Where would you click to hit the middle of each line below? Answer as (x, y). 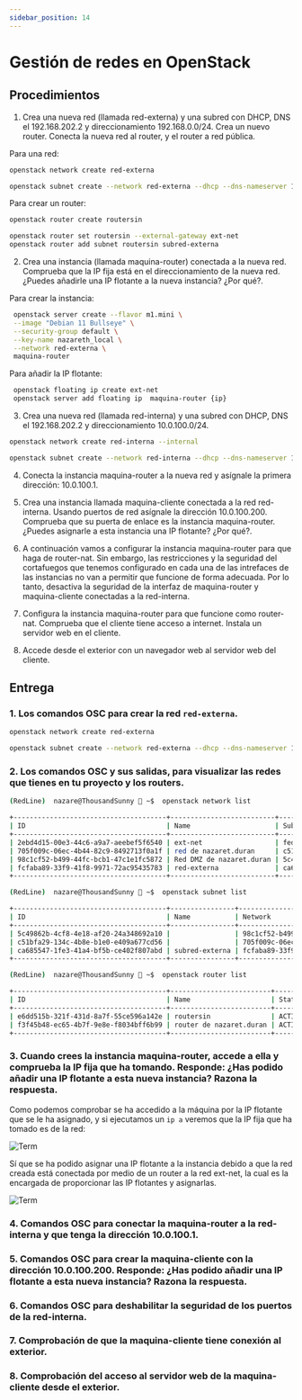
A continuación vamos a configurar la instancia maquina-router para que (157, 548)
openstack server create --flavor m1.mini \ (98, 315)
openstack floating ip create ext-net (86, 390)
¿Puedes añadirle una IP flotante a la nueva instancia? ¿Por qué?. (142, 281)
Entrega (32, 688)
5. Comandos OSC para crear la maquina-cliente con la (131, 1259)
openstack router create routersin (76, 220)
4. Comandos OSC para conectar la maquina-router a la (133, 1223)
